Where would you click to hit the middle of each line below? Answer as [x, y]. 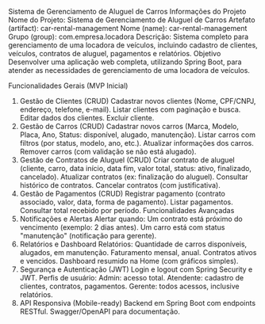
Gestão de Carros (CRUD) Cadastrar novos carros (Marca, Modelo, [129, 126]
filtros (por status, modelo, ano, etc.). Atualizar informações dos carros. [136, 143]
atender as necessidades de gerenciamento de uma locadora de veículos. [129, 70]
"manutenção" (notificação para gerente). [88, 236]
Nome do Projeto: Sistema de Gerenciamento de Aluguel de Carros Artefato [132, 20]
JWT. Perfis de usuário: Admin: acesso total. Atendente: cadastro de [132, 278]
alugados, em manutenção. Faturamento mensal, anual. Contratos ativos [138, 252]
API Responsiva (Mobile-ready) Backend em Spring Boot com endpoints [138, 303]
